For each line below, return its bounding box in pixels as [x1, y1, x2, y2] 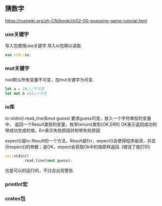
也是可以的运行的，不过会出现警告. [5, 168, 75, 173]
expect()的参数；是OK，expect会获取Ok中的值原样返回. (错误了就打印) [9, 144, 150, 150]
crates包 [5, 195, 26, 202]
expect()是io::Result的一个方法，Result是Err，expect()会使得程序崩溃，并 [5, 138, 152, 144]
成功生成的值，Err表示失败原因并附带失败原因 [9, 128, 100, 134]
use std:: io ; [5, 52, 32, 57]
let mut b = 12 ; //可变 [5, 91, 48, 96]
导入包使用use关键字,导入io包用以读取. [5, 43, 82, 49]
